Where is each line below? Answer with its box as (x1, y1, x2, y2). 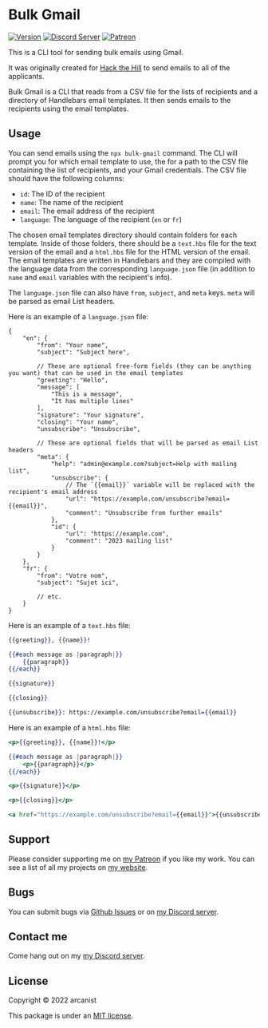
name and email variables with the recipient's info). (8, 272, 173, 282)
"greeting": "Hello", (37, 376, 109, 384)
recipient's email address (8, 488, 98, 496)
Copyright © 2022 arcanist (8, 995, 97, 1005)
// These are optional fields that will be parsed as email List (37, 439, 259, 447)
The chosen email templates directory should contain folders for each (8, 230, 238, 239)
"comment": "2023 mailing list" (65, 536, 173, 544)
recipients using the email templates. (8, 104, 129, 113)
